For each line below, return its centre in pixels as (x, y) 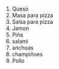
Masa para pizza (33, 15)
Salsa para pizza (33, 22)
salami (20, 41)
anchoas (23, 48)
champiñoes (27, 54)
